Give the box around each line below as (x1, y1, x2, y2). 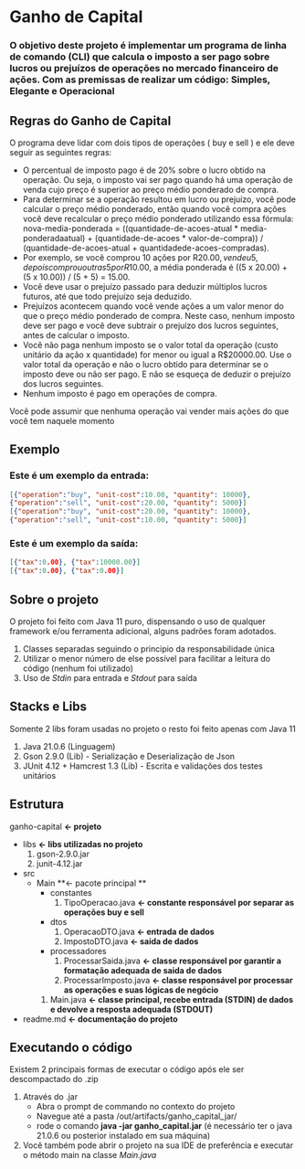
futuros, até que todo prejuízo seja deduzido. (22, 291, 193, 302)
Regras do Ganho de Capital (9, 112, 172, 129)
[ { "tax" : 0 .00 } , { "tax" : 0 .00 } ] (9, 567, 125, 576)
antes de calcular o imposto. (22, 329, 130, 340)
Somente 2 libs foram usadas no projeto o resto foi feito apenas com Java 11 (9, 723, 297, 734)
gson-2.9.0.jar (36, 848, 89, 859)
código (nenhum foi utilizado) (22, 663, 134, 674)
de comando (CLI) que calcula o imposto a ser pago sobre (9, 50, 270, 63)
